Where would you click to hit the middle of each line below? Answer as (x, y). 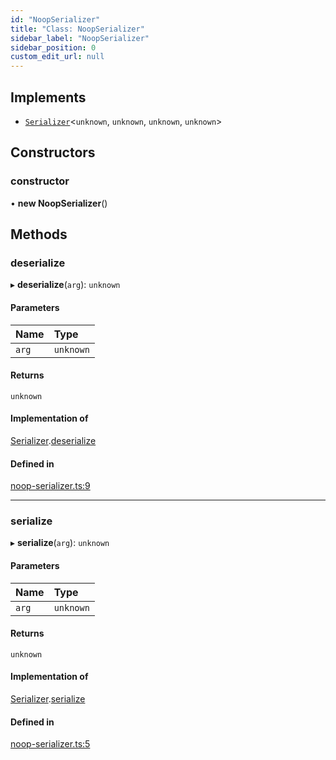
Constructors (53, 152)
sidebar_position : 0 (53, 47)
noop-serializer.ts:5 (50, 744)
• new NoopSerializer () (59, 203)
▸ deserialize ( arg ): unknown (65, 285)
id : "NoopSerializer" (55, 19)
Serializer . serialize (48, 699)
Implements (48, 97)
